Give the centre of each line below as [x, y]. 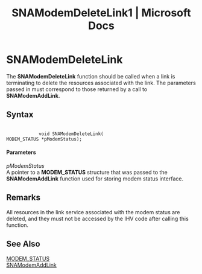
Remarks [24, 198]
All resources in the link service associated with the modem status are [93, 212]
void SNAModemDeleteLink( [71, 134]
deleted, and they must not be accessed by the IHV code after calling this [97, 218]
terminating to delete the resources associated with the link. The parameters [101, 83]
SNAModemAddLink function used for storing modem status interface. [95, 179]
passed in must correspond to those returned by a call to [77, 89]
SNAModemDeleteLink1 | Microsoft [101, 13]
